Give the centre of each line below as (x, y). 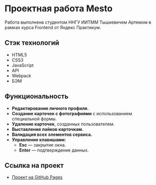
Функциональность (37, 96)
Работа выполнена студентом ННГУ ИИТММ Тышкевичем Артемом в (78, 22)
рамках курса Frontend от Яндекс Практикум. (53, 27)
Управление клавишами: (39, 139)
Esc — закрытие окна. (42, 145)
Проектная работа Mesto (59, 9)
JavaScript (23, 65)
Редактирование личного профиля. (50, 108)
